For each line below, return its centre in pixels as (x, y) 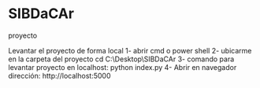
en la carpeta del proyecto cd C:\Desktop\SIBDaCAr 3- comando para (121, 59)
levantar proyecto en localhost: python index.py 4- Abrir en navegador (123, 67)
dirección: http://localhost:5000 (59, 75)
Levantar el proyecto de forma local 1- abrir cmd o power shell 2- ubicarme (130, 50)
